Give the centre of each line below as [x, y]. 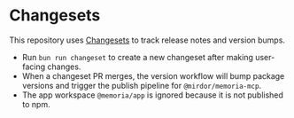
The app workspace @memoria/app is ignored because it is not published [152, 95]
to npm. [36, 104]
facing [34, 67]
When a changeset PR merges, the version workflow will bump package [153, 75]
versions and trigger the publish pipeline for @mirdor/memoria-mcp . [142, 85]
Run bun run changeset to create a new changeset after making [138, 57]
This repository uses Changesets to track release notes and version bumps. [147, 40]
